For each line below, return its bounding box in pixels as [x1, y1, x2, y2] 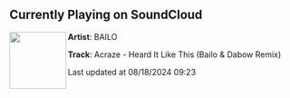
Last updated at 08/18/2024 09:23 [67, 66, 197, 77]
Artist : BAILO [67, 31, 118, 42]
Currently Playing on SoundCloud [9, 7, 203, 23]
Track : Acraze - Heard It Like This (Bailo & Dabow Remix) [67, 49, 282, 60]
